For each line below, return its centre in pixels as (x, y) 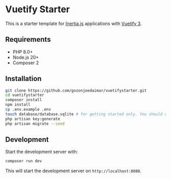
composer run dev (24, 161)
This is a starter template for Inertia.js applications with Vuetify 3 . (74, 23)
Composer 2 (26, 63)
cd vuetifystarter (25, 95)
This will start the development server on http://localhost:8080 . (73, 171)
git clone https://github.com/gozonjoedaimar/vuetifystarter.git (76, 90)
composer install (24, 100)
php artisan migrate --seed (35, 123)
